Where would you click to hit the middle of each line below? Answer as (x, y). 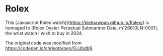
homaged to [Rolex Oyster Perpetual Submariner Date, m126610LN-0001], (82, 27)
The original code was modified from (44, 42)
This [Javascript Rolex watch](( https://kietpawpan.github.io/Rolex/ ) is (77, 22)
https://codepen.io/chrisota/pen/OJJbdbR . (50, 48)
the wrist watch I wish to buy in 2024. (44, 33)
